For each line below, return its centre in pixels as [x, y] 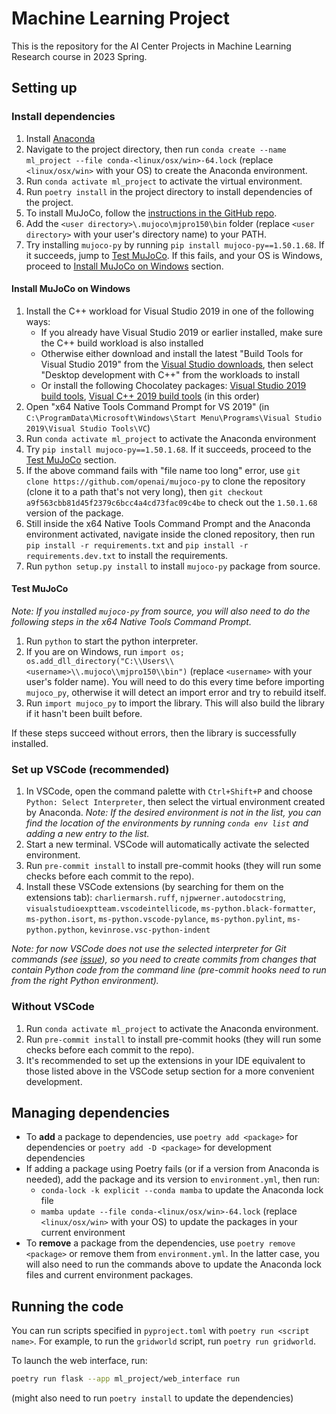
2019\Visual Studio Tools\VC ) [88, 428]
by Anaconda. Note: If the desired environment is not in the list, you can [173, 813]
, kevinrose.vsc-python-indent [147, 929]
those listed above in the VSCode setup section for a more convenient [170, 1071]
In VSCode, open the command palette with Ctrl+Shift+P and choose [169, 791]
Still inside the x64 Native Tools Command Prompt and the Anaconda [168, 523]
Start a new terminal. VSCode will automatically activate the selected [167, 844]
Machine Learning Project [121, 18]
